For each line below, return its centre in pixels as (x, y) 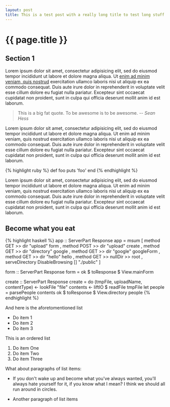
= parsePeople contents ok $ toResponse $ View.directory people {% (78, 293)
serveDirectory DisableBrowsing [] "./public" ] (53, 262)
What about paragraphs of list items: (43, 369)
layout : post (19, 10)
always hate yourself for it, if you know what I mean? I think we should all (89, 384)
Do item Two (26, 354)
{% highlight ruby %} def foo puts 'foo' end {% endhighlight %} (72, 170)
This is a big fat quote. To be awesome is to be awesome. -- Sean (87, 113)
